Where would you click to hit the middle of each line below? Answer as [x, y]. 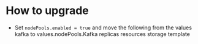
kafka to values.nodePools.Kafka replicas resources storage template [102, 34]
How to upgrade [48, 11]
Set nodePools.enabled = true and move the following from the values [103, 28]
